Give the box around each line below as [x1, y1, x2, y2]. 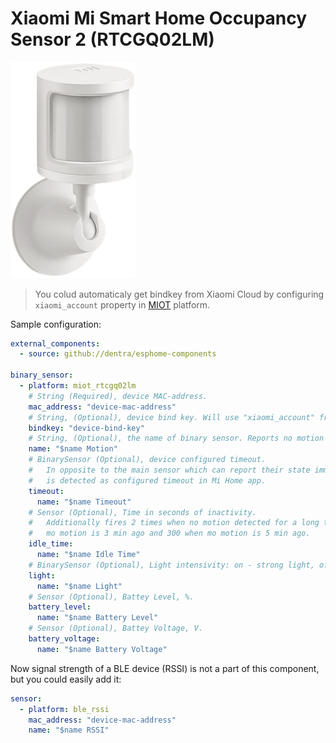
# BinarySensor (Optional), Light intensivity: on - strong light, [28, 560, 315, 570]
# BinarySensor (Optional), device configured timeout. [28, 455, 267, 465]
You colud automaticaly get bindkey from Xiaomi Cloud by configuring [34, 288, 325, 300]
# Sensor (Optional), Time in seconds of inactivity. [28, 507, 257, 517]
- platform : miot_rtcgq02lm [19, 381, 137, 391]
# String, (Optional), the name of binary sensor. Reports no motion [28, 433, 325, 444]
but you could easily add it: [10, 673, 122, 685]
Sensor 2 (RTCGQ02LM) [10, 28, 215, 51]
